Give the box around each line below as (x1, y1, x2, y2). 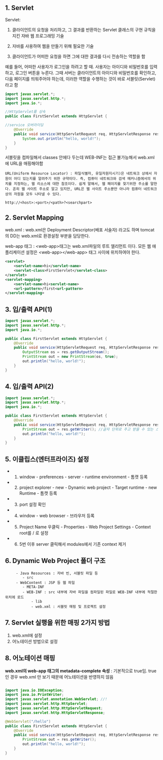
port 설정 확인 (19, 501, 46, 507)
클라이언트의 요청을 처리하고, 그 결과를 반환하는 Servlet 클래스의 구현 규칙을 (12, 27, 156, 32)
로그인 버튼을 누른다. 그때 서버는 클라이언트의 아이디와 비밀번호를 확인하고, (15, 70, 157, 76)
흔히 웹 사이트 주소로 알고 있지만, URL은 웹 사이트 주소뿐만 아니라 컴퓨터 (13, 187, 142, 192)
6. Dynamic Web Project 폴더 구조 (5, 557, 106, 565)
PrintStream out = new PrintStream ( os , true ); (22, 354, 118, 359)
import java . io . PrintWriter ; (5, 692, 64, 697)
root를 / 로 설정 (19, 530, 49, 536)
